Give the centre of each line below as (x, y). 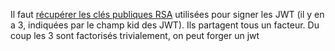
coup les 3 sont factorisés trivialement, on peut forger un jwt (135, 35)
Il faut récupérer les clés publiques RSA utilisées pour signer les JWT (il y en (167, 14)
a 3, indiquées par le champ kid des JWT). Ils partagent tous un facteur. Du (165, 25)
